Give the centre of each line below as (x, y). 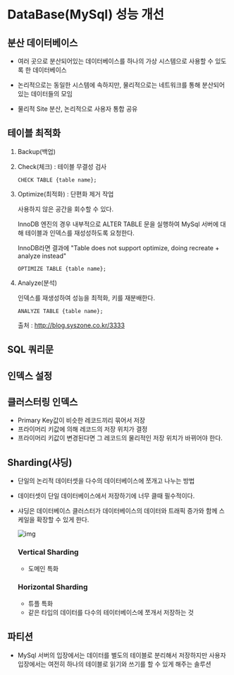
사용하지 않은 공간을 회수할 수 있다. (66, 209)
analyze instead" (42, 256)
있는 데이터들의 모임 (45, 94)
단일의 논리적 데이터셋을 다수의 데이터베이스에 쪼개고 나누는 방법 (106, 481)
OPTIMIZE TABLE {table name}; (62, 269)
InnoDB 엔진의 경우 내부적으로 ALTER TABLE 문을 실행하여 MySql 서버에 (118, 224)
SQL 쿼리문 (31, 350)
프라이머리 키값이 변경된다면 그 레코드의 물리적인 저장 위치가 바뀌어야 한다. (120, 438)
